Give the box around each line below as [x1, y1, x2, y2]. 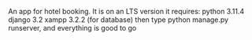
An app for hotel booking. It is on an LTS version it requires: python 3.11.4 [8, 7, 245, 16]
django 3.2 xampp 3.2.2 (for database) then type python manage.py [8, 15, 229, 24]
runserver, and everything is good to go [8, 24, 137, 32]
